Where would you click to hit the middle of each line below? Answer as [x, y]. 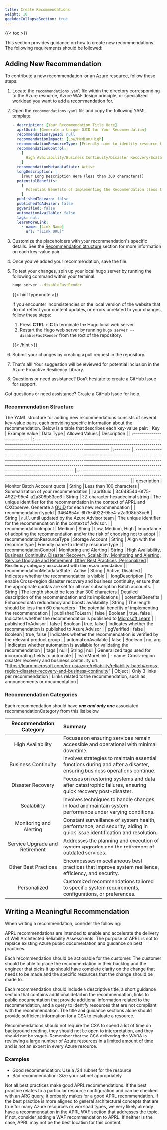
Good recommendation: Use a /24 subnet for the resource [72, 1070]
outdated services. [85, 852]
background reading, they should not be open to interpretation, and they [79, 1031]
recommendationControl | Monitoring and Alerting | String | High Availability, [83, 550]
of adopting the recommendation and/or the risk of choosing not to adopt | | [83, 534]
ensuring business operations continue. [109, 770]
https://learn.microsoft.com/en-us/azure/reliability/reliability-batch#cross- [83, 666]
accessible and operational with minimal [110, 744]
